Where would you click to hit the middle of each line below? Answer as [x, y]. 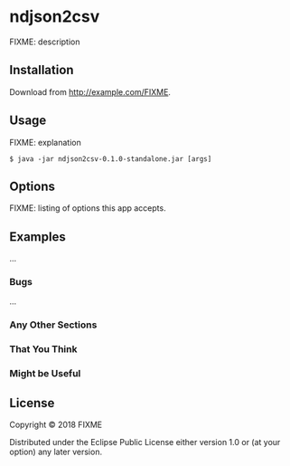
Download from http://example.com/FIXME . [90, 91]
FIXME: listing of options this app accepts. [88, 208]
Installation [42, 70]
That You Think [43, 349]
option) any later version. [56, 452]
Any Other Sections [53, 325]
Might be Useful [45, 374]
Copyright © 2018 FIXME [56, 425]
